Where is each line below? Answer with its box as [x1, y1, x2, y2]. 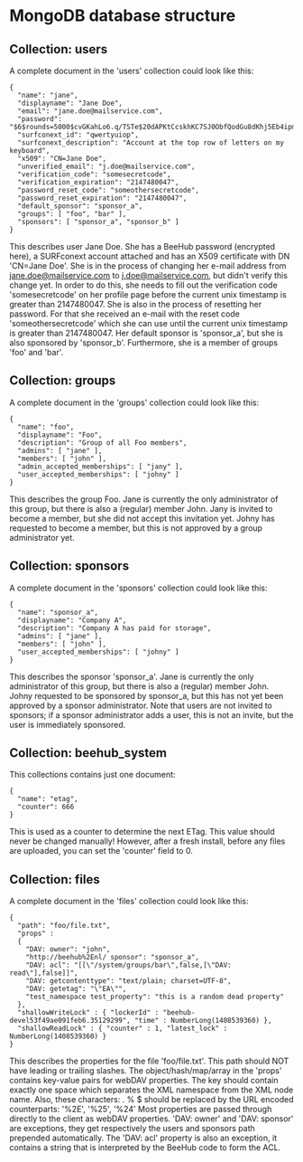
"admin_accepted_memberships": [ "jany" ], [17, 462, 183, 471]
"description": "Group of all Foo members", [17, 438, 188, 448]
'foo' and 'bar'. [9, 347, 64, 357]
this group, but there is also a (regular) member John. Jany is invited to [9, 503, 273, 514]
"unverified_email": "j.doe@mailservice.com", [17, 162, 196, 171]
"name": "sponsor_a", [17, 608, 99, 617]
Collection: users [9, 42, 108, 57]
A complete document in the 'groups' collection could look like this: [9, 397, 260, 408]
